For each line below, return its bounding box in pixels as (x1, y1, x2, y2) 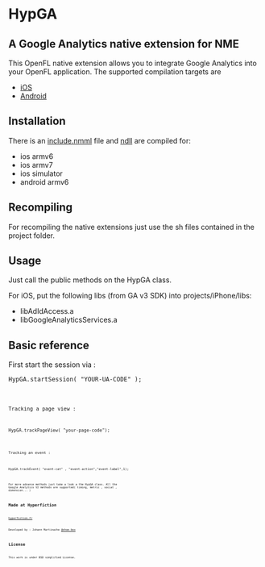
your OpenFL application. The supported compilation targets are (8, 67, 222, 77)
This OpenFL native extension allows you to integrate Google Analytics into (8, 58, 258, 68)
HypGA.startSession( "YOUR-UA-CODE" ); (8, 376, 143, 384)
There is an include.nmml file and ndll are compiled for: (8, 135, 192, 145)
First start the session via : (8, 360, 97, 369)
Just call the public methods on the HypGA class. (8, 275, 172, 285)
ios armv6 (19, 151, 54, 161)
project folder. (8, 231, 55, 240)
